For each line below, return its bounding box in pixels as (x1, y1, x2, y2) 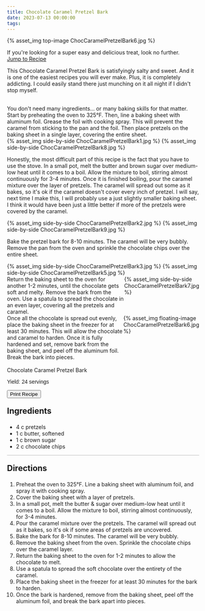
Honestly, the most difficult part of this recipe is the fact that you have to (7, 156, 189, 163)
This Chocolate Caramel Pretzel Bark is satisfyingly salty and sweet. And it (7, 67, 194, 75)
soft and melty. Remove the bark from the (7, 288, 112, 296)
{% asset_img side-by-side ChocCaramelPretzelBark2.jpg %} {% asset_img (7, 219, 198, 227)
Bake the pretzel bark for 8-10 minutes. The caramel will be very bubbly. (7, 238, 189, 245)
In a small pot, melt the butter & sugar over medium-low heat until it (15, 500, 185, 508)
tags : (7, 20, 21, 26)
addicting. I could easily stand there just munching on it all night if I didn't (7, 80, 191, 87)
